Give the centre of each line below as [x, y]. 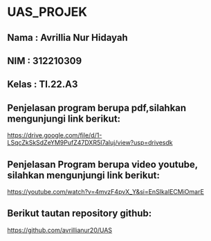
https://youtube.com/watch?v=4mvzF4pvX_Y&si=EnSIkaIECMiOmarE [105, 191]
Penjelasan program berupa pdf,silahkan [97, 108]
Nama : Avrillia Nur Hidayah [67, 38]
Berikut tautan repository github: [80, 214]
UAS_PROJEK [47, 12]
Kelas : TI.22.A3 [43, 85]
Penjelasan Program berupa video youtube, [103, 164]
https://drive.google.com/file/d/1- [55, 135]
